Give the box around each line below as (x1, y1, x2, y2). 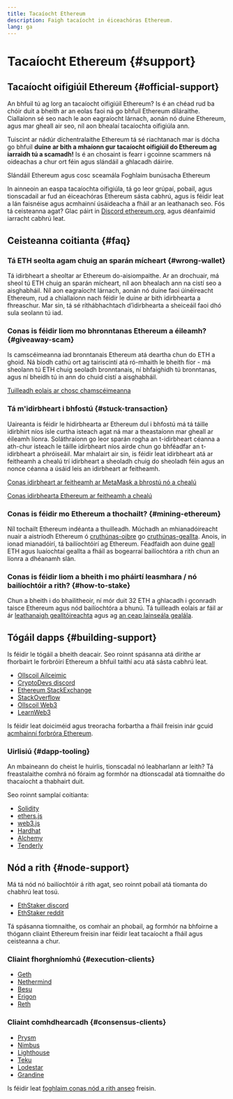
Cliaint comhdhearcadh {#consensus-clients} (7, 1017, 167, 1027)
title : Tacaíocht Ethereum (7, 10, 86, 17)
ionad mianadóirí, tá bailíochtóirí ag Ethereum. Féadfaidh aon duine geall (7, 539, 215, 548)
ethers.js (17, 812, 43, 820)
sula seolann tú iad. (7, 309, 63, 317)
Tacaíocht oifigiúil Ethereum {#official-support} (7, 81, 220, 93)
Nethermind (17, 977, 52, 986)
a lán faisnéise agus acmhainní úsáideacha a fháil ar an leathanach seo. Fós (7, 200, 225, 208)
